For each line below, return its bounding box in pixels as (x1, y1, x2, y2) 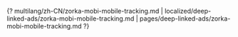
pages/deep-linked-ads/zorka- (139, 14, 231, 23)
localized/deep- (164, 7, 212, 15)
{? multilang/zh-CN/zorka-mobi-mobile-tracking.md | (6, 7, 163, 15)
